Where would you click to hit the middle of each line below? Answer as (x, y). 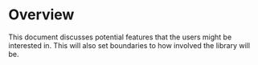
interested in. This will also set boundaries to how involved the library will (129, 45)
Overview (41, 15)
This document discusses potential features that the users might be (120, 37)
